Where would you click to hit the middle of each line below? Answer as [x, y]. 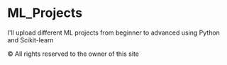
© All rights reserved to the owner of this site [73, 54]
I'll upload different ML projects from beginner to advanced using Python [113, 32]
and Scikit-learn [31, 40]
